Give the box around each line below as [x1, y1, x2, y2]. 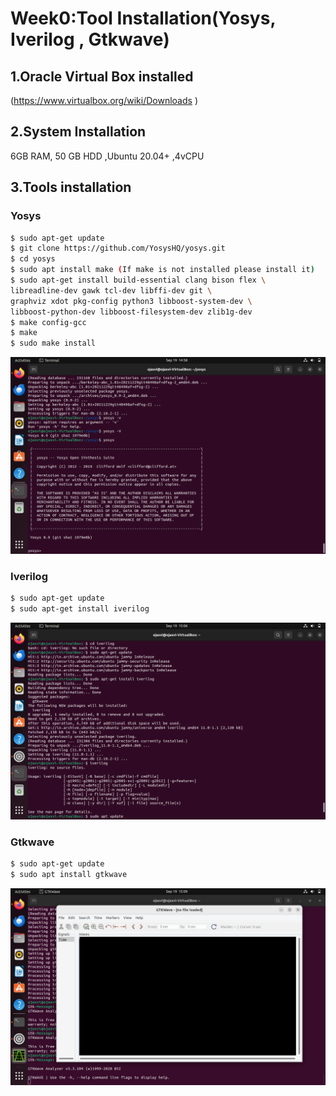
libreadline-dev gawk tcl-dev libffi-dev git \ [10, 285, 213, 296]
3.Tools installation [10, 179, 132, 196]
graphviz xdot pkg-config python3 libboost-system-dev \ [10, 296, 253, 306]
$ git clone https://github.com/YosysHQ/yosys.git [10, 243, 226, 254]
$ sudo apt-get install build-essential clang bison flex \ [10, 275, 267, 285]
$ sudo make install [10, 338, 97, 349]
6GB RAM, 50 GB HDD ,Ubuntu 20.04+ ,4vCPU [10, 150, 205, 162]
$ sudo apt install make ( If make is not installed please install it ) [10, 265, 315, 275]
